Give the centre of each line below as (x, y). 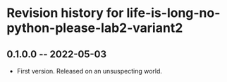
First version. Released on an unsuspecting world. (90, 71)
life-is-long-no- (173, 13)
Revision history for (65, 13)
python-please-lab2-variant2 (95, 28)
